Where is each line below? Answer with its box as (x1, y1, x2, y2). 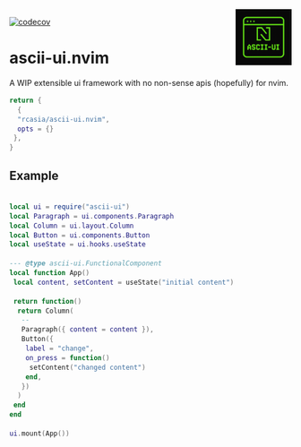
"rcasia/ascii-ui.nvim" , (17, 115, 110, 124)
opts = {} (17, 125, 54, 133)
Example (9, 168, 59, 183)
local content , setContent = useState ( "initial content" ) (13, 278, 235, 287)
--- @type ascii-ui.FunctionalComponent (9, 259, 163, 268)
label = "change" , (25, 344, 94, 353)
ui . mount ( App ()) (9, 429, 70, 438)
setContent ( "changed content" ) (29, 363, 146, 372)
